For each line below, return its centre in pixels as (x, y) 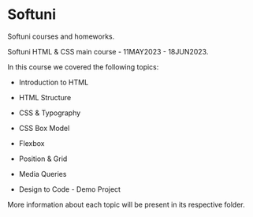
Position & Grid (43, 159)
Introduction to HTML (54, 82)
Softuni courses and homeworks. (61, 36)
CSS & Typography (50, 113)
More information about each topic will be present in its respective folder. (126, 204)
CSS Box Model (44, 128)
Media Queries (43, 174)
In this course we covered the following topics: (83, 67)
